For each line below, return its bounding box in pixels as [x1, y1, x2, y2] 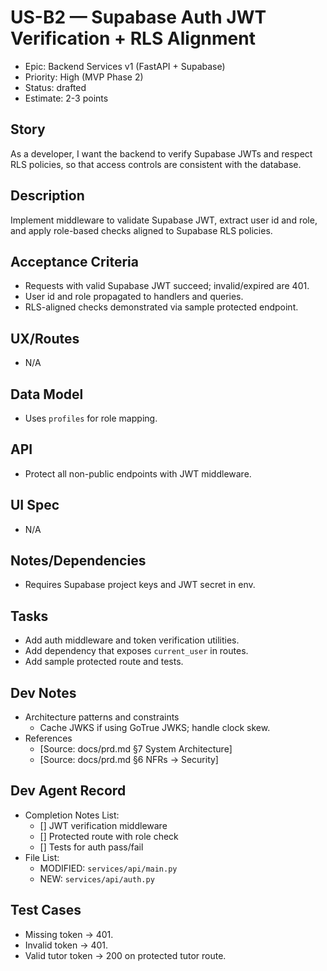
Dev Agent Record [10, 782, 127, 800]
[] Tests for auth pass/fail [39, 841, 144, 853]
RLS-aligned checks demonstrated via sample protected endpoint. [24, 301, 299, 313]
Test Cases [10, 902, 82, 919]
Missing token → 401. [24, 928, 114, 940]
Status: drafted [24, 81, 87, 93]
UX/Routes [10, 330, 80, 347]
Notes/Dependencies [10, 552, 147, 570]
